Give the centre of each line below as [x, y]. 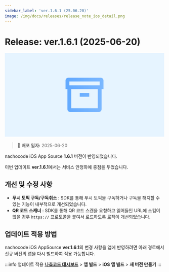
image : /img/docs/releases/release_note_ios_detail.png [65, 16]
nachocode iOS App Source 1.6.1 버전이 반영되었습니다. [61, 156]
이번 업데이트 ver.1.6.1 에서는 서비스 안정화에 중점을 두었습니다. [67, 167]
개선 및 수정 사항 [29, 184]
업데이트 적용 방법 [31, 234]
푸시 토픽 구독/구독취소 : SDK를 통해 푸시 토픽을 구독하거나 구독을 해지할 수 [86, 197]
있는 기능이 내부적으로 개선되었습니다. [49, 204]
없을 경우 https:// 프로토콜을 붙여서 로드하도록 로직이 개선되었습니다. [81, 217]
